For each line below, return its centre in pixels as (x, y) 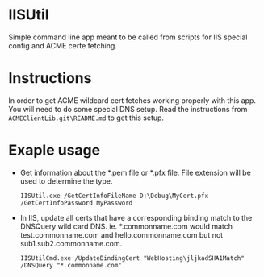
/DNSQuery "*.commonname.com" (71, 265)
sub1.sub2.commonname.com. (71, 243)
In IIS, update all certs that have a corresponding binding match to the (136, 217)
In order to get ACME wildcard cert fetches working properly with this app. (132, 100)
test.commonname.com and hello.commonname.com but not (122, 234)
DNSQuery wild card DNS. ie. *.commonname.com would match (126, 226)
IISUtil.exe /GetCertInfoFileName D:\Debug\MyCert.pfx (114, 196)
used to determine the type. (66, 181)
